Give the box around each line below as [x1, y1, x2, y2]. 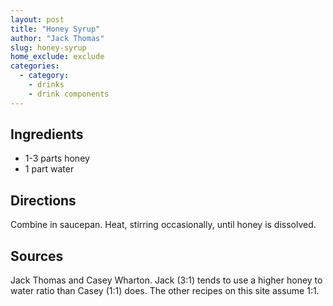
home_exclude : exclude [10, 52, 105, 62]
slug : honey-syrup [10, 42, 87, 53]
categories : [10, 61, 60, 71]
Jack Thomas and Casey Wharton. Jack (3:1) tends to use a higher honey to [10, 274, 323, 286]
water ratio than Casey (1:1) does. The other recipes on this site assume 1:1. [10, 285, 320, 297]
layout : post [10, 14, 65, 25]
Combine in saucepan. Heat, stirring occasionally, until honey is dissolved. [10, 219, 317, 231]
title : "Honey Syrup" [10, 24, 101, 34]
